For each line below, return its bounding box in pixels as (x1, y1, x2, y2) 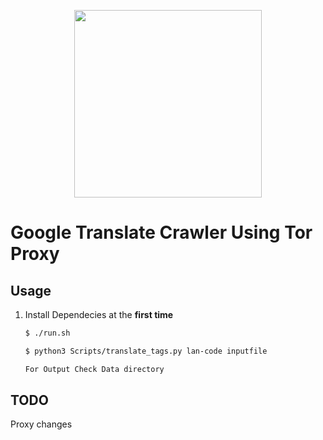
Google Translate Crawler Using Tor (10, 221, 313, 244)
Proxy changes (10, 418, 73, 430)
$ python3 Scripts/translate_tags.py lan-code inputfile (24, 346, 268, 356)
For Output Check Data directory (24, 364, 165, 374)
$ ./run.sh (24, 328, 71, 338)
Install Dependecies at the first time (24, 309, 174, 320)
